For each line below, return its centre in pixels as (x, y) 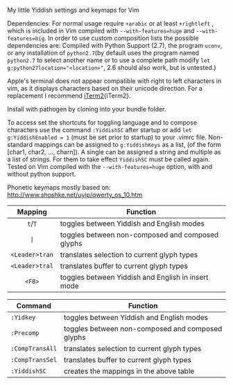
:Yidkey (23, 317)
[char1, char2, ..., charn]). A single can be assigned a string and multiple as (114, 152)
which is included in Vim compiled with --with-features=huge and (101, 31)
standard (20, 144)
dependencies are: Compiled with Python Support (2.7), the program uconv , (115, 45)
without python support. (42, 174)
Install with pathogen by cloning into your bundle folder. (87, 109)
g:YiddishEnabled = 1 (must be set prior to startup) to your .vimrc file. (107, 137)
